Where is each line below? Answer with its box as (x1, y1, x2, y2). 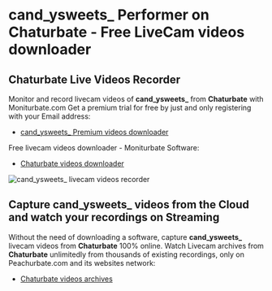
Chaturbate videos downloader (19, 159, 124, 168)
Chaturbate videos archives (19, 274, 114, 284)
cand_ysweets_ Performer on (8, 6, 209, 24)
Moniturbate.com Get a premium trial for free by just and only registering (8, 103, 252, 112)
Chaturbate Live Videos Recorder (8, 72, 181, 86)
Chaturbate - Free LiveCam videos (8, 23, 245, 41)
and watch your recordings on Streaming (8, 211, 220, 224)
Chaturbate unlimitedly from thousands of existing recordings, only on (8, 250, 245, 259)
